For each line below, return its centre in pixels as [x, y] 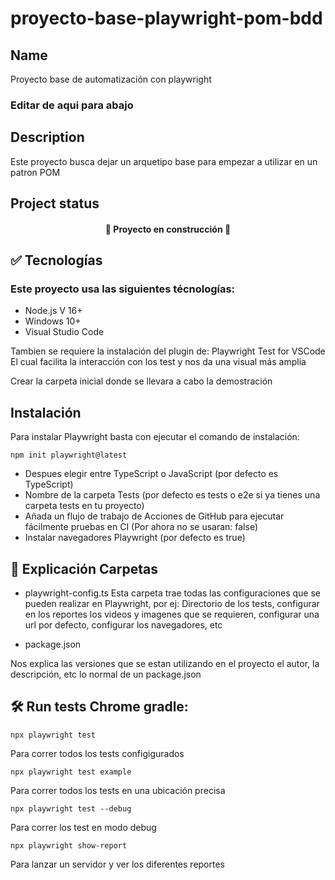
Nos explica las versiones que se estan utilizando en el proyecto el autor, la [165, 664]
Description [47, 137]
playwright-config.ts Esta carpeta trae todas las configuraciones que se [172, 593]
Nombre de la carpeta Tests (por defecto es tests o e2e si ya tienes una [172, 495]
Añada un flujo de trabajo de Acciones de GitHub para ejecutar [154, 516]
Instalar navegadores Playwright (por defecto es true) [135, 538]
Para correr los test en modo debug [83, 827]
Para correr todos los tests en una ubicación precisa [118, 790]
